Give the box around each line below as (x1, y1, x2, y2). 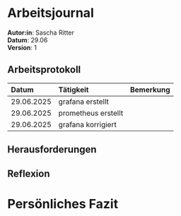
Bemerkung (129, 85, 171, 95)
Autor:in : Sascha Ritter (7, 28, 74, 37)
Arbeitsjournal (7, 5, 94, 21)
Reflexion (7, 167, 51, 179)
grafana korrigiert (58, 119, 117, 129)
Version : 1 (7, 43, 37, 52)
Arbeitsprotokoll (7, 64, 81, 76)
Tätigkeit (58, 85, 89, 95)
